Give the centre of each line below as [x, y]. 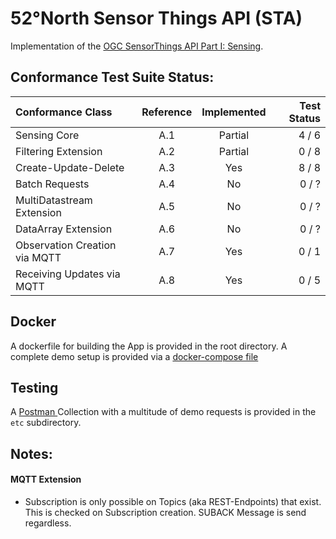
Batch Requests [52, 184]
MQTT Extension [46, 479]
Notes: [31, 453]
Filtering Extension [59, 151]
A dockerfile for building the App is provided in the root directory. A [149, 346]
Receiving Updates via [68, 274]
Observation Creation [66, 245]
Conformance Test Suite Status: [112, 77]
